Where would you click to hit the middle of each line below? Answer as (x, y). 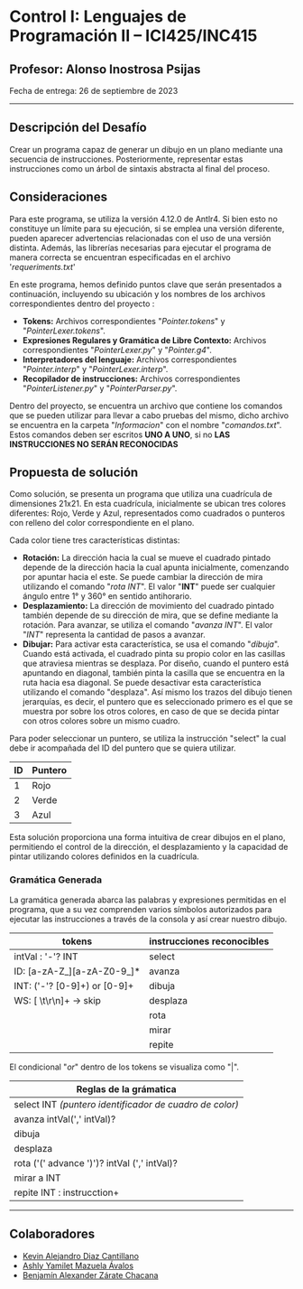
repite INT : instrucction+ (67, 1192)
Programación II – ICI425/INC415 (133, 36)
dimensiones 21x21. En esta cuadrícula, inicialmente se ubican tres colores (148, 504)
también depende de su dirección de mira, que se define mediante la (150, 615)
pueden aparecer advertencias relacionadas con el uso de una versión (140, 238)
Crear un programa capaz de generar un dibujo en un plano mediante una (147, 149)
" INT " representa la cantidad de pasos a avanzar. (114, 635)
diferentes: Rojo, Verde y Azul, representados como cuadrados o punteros (147, 513)
